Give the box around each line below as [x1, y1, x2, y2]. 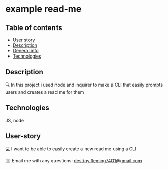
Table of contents [5, 23, 62, 32]
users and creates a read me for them [5, 89, 85, 95]
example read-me [5, 3, 82, 15]
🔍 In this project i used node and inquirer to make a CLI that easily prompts [5, 81, 163, 88]
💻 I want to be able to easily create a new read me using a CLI [5, 146, 136, 152]
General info [12, 48, 39, 53]
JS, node [5, 117, 24, 123]
